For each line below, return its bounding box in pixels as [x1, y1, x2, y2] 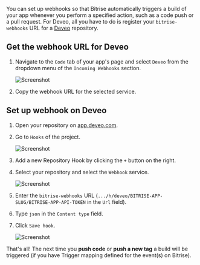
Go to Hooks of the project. [15, 133, 80, 140]
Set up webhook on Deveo [6, 105, 107, 116]
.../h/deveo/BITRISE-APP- [97, 193, 163, 199]
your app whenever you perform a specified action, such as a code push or [6, 11, 194, 19]
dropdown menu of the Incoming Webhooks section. [15, 64, 141, 71]
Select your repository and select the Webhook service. [15, 168, 149, 175]
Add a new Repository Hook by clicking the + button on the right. [15, 157, 176, 164]
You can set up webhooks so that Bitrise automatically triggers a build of [6, 5, 187, 12]
